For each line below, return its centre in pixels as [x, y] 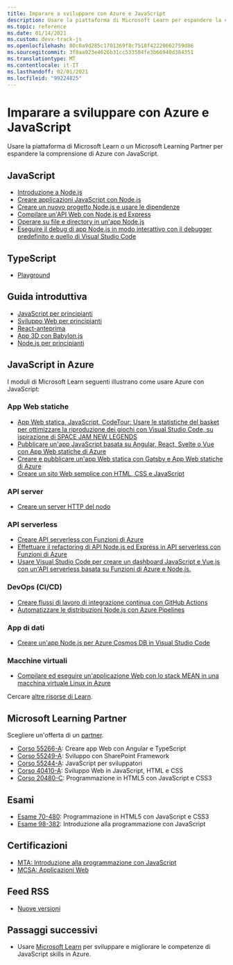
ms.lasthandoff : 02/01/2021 [48, 71]
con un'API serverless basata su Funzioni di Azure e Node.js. [104, 569]
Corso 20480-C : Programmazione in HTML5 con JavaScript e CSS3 [114, 778]
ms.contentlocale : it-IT [43, 65]
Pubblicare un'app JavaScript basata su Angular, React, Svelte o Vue [116, 444]
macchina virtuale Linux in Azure [64, 683]
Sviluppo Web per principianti [59, 321]
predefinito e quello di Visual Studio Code [77, 237]
